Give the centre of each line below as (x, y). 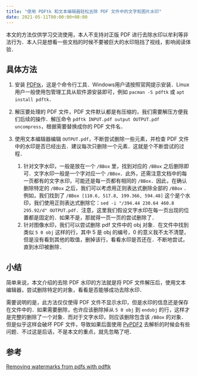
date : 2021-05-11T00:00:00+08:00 (47, 17)
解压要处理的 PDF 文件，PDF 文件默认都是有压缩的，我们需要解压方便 (99, 112)
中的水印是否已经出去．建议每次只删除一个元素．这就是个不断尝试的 (97, 146)
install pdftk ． (34, 99)
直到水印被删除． (44, 247)
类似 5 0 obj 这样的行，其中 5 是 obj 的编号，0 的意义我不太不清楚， (106, 232)
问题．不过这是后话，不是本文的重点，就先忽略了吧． (70, 332)
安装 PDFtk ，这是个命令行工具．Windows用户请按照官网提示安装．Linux (102, 85)
